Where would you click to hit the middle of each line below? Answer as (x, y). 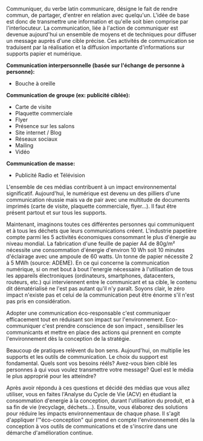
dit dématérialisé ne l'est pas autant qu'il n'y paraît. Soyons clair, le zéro (96, 288)
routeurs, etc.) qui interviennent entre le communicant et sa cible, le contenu (101, 282)
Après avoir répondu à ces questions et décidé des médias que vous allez (98, 388)
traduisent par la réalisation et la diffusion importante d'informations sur (95, 47)
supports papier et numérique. (44, 53)
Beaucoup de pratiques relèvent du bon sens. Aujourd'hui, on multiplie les (98, 350)
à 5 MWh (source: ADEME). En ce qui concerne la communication (88, 263)
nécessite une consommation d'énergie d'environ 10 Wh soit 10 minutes (96, 250)
